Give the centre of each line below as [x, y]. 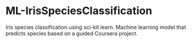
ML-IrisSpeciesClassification [79, 11]
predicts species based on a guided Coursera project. [72, 33]
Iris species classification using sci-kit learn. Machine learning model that [96, 27]
